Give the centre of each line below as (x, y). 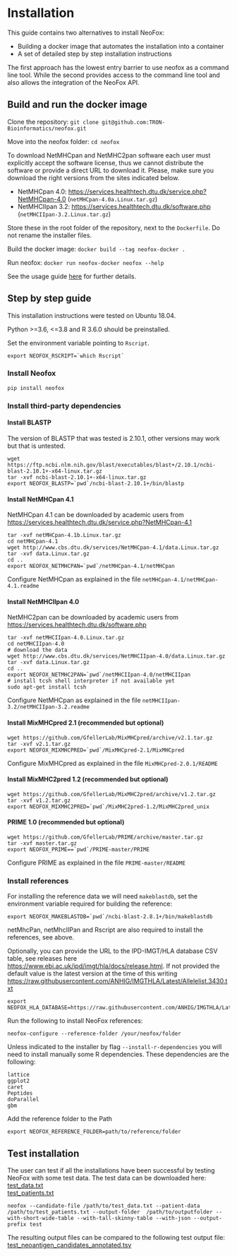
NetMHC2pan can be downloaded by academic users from (93, 617)
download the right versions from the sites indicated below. (93, 177)
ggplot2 (19, 1081)
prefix (17, 1225)
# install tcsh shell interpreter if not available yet (91, 681)
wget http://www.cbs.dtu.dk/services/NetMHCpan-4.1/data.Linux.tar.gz (113, 548)
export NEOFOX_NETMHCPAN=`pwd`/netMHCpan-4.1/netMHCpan (91, 567)
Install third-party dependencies (64, 405)
